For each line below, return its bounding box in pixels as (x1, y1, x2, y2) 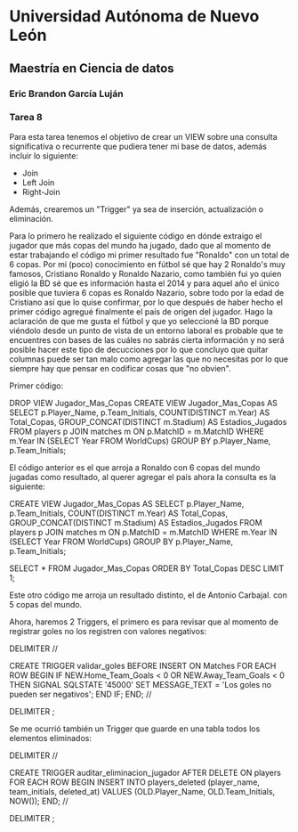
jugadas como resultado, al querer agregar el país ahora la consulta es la (9, 471, 277, 482)
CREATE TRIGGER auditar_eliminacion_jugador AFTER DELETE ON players (9, 767, 282, 778)
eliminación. (9, 213, 53, 224)
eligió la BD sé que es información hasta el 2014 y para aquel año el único (9, 278, 280, 289)
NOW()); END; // (9, 795, 68, 806)
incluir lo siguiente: (9, 150, 78, 161)
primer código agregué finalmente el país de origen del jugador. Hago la (9, 306, 273, 317)
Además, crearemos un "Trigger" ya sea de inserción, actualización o (9, 203, 264, 215)
